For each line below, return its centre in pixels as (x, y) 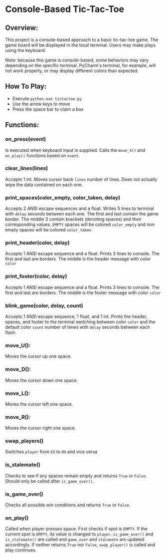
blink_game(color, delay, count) (44, 306)
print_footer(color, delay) (36, 276)
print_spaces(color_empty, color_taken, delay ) (63, 197)
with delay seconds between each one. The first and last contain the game (82, 214)
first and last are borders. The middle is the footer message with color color (83, 293)
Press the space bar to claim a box (48, 109)
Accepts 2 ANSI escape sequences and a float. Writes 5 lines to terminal (80, 208)
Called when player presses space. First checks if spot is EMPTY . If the (77, 529)
